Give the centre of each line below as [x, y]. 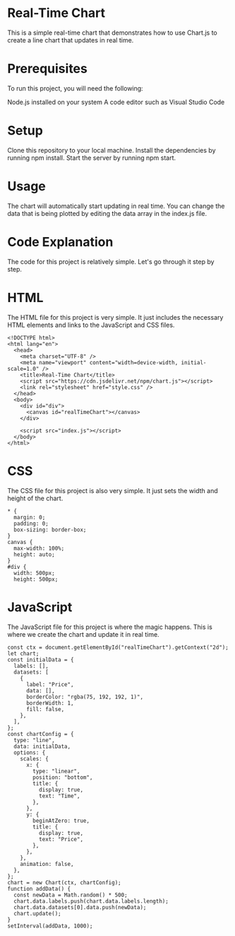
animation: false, [47, 864]
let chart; [23, 653]
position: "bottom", [63, 777]
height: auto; [34, 554]
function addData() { [39, 889]
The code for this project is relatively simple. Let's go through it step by [111, 261]
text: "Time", [59, 796]
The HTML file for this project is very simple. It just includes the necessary [115, 317]
